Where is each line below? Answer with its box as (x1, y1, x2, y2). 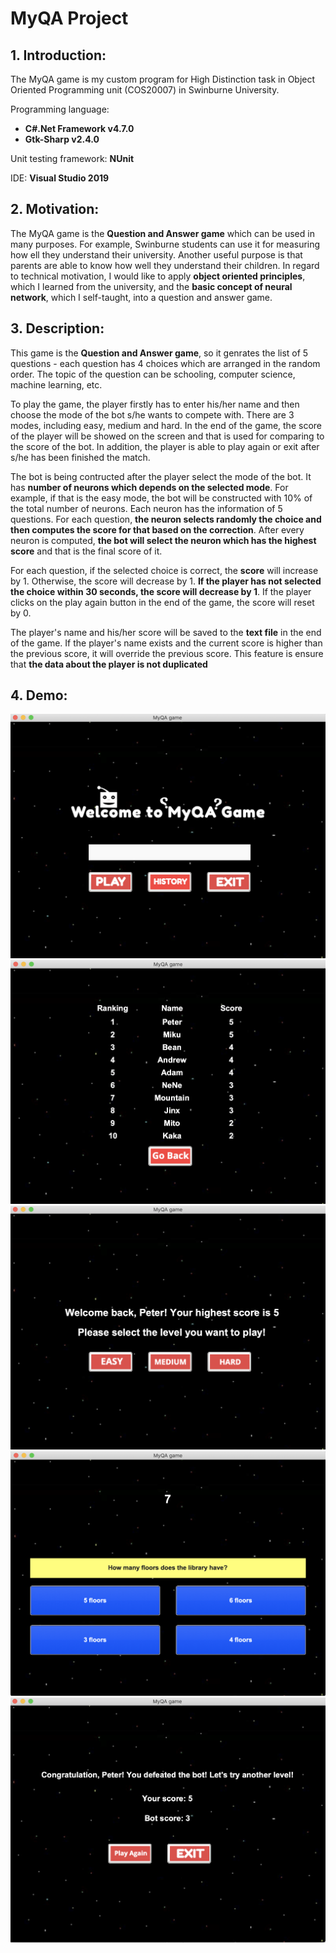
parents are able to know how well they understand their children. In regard (10, 259, 320, 271)
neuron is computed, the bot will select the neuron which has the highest (10, 534, 317, 546)
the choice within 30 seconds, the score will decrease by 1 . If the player (10, 585, 312, 597)
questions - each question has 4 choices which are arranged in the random (10, 357, 321, 369)
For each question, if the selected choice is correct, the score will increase (10, 564, 319, 576)
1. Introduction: (10, 47, 107, 64)
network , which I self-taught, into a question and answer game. (10, 291, 273, 303)
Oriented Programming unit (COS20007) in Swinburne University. (10, 84, 280, 96)
